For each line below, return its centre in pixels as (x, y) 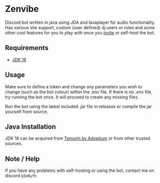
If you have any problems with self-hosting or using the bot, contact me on (80, 170)
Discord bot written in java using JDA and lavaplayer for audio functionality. (80, 22)
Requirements (27, 48)
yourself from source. (27, 111)
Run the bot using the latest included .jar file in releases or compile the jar (79, 106)
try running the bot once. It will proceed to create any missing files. (72, 97)
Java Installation (31, 126)
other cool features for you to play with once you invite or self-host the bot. (80, 33)
